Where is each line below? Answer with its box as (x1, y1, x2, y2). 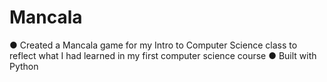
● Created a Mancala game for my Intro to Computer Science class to (9, 39, 298, 51)
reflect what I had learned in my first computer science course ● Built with (9, 49, 317, 61)
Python (9, 60, 39, 72)
